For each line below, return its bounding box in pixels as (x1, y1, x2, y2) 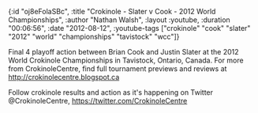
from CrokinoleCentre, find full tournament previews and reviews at (8, 64, 227, 73)
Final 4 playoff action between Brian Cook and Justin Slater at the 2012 (8, 47, 239, 56)
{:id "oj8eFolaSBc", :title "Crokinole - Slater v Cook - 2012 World (8, 7, 216, 16)
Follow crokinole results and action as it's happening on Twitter (8, 88, 214, 97)
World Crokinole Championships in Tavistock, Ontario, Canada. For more (8, 55, 244, 65)
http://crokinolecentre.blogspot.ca (8, 73, 120, 81)
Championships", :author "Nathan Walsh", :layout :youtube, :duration (8, 15, 230, 24)
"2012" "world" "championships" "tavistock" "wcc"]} (8, 32, 180, 41)
